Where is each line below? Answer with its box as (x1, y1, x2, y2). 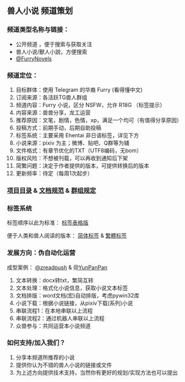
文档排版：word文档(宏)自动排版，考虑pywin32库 (15, 292, 139, 299)
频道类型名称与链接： (7, 26, 69, 34)
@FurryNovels (15, 55, 52, 62)
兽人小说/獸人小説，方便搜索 (15, 48, 88, 55)
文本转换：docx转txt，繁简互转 (15, 276, 94, 284)
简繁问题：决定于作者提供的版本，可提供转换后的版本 (15, 162, 150, 169)
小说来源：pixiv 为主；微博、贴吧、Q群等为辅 (15, 139, 130, 146)
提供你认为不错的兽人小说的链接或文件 (15, 361, 112, 369)
